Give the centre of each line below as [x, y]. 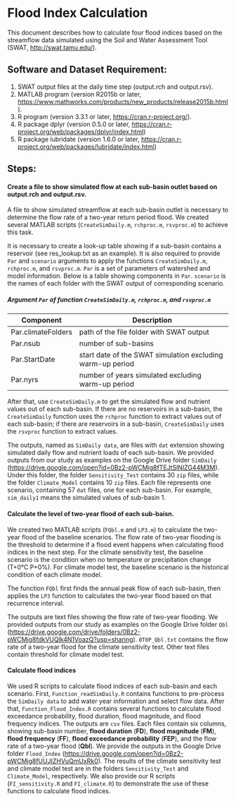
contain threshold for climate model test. [66, 654]
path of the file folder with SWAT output [144, 332]
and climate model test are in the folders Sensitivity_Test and [98, 768]
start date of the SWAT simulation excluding [151, 355]
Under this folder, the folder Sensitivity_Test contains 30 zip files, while [113, 475]
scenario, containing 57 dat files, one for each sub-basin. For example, [110, 490]
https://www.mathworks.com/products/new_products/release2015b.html [123, 102]
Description [152, 320]
